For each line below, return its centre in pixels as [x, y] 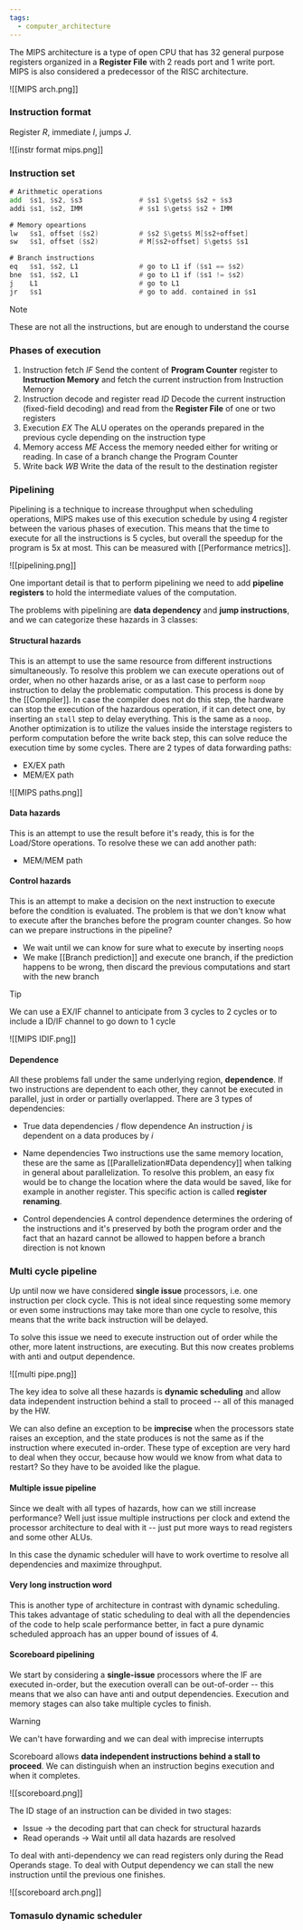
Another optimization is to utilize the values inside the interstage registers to [151, 728]
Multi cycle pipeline [53, 1271]
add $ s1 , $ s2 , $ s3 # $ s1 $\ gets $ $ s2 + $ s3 [121, 200]
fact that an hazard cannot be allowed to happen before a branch [144, 1239]
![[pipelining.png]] [43, 565]
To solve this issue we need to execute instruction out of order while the [144, 1337]
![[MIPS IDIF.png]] [43, 1038]
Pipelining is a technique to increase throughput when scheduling [131, 509]
